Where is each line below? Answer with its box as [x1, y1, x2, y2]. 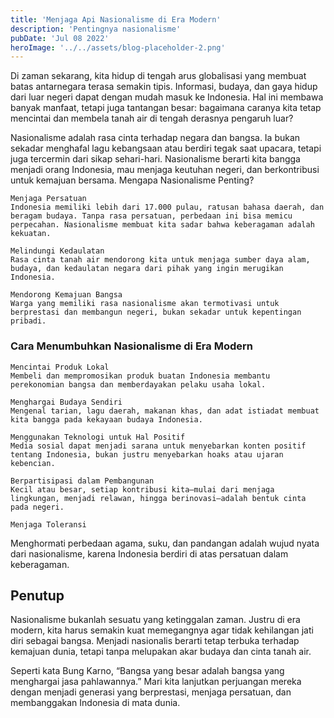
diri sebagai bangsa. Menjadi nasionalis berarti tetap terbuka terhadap [10, 635, 300, 647]
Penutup [10, 587, 65, 604]
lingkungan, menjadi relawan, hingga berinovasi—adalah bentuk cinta [10, 493, 307, 503]
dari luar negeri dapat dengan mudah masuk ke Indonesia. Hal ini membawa [10, 91, 324, 103]
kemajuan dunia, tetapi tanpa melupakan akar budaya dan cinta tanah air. [10, 646, 312, 658]
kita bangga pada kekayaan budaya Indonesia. [10, 414, 203, 425]
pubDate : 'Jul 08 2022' [10, 33, 110, 43]
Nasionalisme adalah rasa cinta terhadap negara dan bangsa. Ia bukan [10, 132, 301, 144]
